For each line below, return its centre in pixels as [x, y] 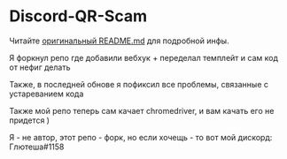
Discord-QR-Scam [78, 16]
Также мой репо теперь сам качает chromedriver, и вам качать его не [142, 110]
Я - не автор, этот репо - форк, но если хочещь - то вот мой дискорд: [141, 137]
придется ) [30, 120]
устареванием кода [47, 94]
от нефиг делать [40, 67]
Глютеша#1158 [37, 147]
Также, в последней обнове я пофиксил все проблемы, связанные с [139, 84]
